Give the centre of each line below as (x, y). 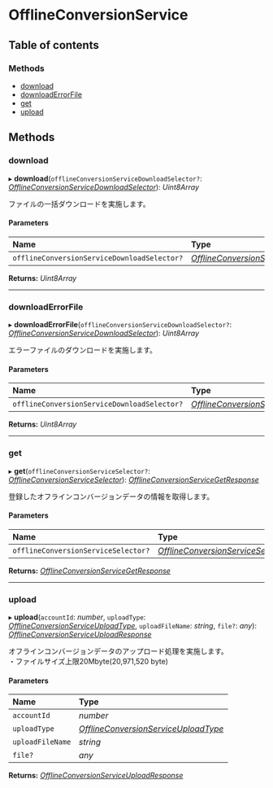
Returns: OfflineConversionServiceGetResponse (89, 571)
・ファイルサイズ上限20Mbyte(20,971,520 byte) (89, 662)
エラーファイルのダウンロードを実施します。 (82, 350)
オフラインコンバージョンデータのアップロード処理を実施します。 (119, 651)
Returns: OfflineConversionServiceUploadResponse (96, 776)
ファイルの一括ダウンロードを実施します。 (79, 204)
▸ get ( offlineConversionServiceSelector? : (79, 471)
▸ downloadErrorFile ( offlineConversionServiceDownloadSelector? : (120, 325)
